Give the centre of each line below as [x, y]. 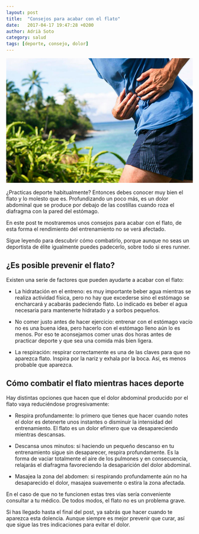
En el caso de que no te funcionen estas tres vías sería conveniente [89, 494]
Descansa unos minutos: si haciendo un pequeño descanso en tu [94, 446]
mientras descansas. [40, 434]
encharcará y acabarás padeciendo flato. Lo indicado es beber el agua [101, 304]
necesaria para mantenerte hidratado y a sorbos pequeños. [87, 310]
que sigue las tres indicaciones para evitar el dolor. [68, 525]
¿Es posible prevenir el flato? [61, 266]
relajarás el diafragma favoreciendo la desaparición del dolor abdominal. [103, 465]
